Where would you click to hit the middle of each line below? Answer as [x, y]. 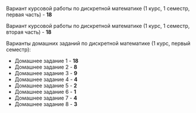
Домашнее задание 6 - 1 [45, 92]
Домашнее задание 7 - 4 [46, 98]
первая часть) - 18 [29, 15]
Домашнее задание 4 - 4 [46, 79]
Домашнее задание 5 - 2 [46, 86]
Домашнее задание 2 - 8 [46, 67]
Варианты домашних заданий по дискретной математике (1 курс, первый [98, 43]
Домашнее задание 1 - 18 [47, 61]
